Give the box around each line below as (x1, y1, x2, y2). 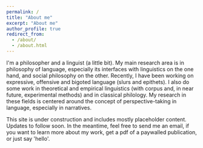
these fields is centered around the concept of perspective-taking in (6, 97, 177, 105)
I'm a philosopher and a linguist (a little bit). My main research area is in (6, 59, 185, 66)
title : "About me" (6, 14, 53, 21)
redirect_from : (6, 31, 45, 37)
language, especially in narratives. (6, 104, 92, 111)
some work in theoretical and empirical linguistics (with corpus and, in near (6, 85, 194, 92)
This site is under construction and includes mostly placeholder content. (6, 115, 187, 123)
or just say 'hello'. (6, 135, 50, 142)
